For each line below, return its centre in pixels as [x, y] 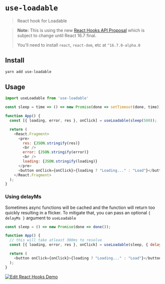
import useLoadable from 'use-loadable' [47, 98]
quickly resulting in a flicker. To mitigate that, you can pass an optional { [78, 212]
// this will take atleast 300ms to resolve [56, 240]
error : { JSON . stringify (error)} [56, 152]
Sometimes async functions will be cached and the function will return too [80, 207]
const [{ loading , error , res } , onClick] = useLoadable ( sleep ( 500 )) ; [83, 121]
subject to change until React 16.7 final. [57, 35]
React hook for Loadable [42, 21]
